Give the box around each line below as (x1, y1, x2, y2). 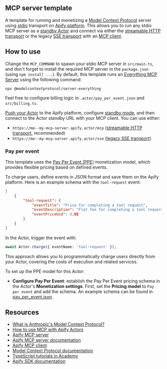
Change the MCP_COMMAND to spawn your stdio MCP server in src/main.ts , (5, 61, 154, 67)
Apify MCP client (12, 343, 47, 349)
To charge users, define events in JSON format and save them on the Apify (5, 174, 159, 180)
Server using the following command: (5, 77, 82, 83)
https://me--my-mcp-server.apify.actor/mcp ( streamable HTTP (12, 124, 143, 131)
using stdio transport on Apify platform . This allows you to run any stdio (5, 22, 152, 28)
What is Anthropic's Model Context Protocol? (12, 321, 105, 327)
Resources (5, 308, 39, 317)
